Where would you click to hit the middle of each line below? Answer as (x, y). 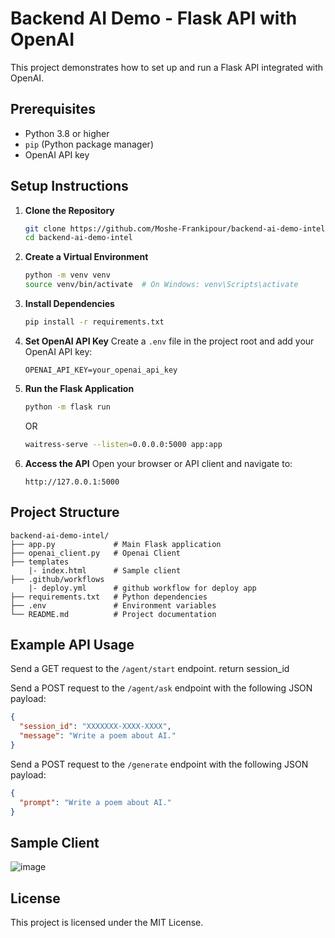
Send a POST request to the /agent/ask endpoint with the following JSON (161, 688)
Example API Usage (72, 644)
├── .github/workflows (57, 579)
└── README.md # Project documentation (113, 614)
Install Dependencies (69, 304)
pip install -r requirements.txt (94, 322)
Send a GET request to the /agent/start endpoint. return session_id (150, 669)
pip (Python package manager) (89, 144)
